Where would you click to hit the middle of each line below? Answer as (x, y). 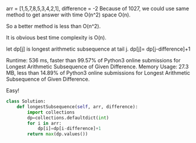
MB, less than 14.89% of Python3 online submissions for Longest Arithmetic (98, 73)
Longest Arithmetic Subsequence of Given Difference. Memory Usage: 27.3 (97, 66)
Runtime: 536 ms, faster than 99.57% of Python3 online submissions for (93, 60)
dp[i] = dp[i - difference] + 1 (69, 129)
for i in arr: (44, 123)
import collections (51, 112)
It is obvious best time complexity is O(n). (57, 37)
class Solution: (26, 101)
